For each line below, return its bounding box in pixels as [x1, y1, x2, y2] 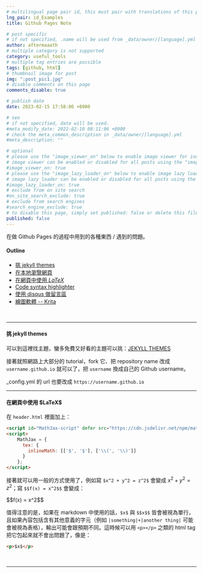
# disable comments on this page [6, 82, 91, 88]
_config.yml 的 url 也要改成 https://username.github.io [6, 378, 144, 385]
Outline [6, 247, 25, 254]
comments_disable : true [6, 87, 66, 94]
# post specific [6, 31, 47, 37]
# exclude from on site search [6, 187, 85, 193]
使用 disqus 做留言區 [14, 290, 67, 297]
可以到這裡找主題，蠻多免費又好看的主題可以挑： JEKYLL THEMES [6, 345, 171, 352]
